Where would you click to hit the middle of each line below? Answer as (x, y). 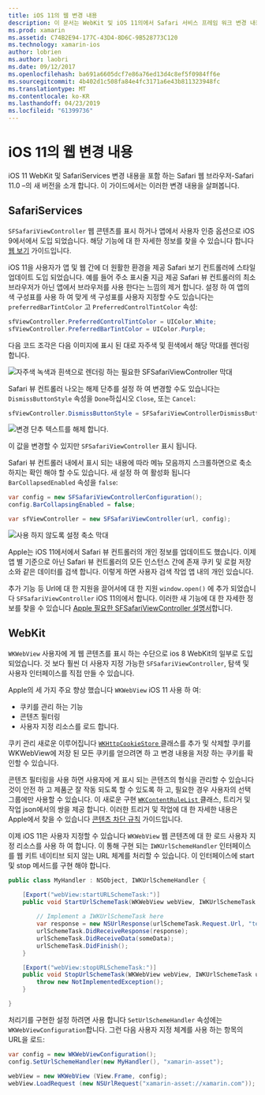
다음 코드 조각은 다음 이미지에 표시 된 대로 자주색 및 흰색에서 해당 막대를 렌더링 (129, 345)
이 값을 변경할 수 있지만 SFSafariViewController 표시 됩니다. (103, 446)
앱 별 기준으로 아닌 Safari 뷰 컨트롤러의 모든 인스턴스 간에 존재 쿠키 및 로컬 (123, 562)
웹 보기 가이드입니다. (40, 250)
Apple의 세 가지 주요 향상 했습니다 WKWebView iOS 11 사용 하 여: (105, 690)
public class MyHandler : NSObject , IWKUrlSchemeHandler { (107, 880)
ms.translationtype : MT (47, 89)
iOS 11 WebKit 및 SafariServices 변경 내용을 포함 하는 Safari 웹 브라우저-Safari (131, 175)
